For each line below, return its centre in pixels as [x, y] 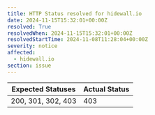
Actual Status [106, 89]
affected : [22, 53]
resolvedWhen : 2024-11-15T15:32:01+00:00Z [70, 33]
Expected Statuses [44, 89]
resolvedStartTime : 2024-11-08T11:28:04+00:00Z [78, 40]
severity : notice [32, 46]
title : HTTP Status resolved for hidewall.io [74, 14]
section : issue [29, 66]
